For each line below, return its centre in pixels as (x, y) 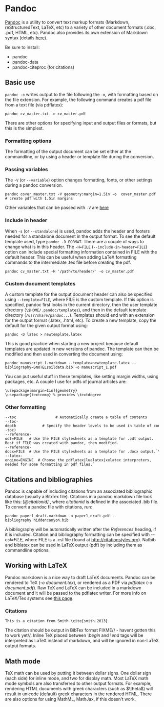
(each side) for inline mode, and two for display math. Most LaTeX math (77, 678)
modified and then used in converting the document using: (64, 354)
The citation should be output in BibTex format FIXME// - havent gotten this (81, 630)
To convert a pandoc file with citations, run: (49, 507)
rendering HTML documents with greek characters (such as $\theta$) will (79, 688)
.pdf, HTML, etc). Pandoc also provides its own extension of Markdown (76, 32)
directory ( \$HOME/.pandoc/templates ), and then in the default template (76, 310)
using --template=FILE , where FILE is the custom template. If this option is (79, 299)
